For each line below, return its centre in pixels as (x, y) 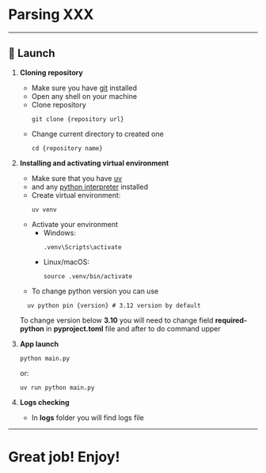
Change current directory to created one (97, 134)
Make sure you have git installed (84, 88)
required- (231, 320)
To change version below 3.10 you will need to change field (116, 320)
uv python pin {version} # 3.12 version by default (114, 305)
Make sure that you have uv (77, 178)
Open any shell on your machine (84, 96)
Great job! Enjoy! (64, 457)
